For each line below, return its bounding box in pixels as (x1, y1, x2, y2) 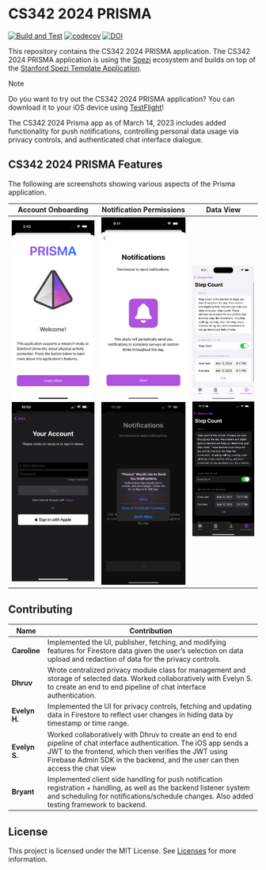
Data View (205, 205, 241, 215)
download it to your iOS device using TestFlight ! (8, 102, 165, 112)
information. (8, 855, 48, 864)
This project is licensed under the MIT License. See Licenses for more (8, 846, 237, 856)
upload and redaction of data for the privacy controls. (47, 654, 222, 663)
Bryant (11, 787, 35, 797)
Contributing (8, 602, 73, 616)
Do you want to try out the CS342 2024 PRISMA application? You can (8, 94, 235, 103)
